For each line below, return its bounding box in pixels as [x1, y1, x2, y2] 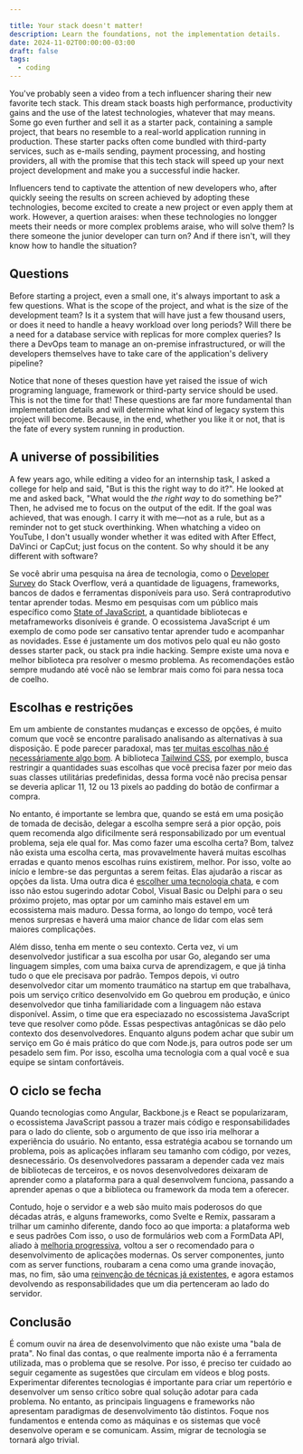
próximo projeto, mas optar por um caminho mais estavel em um [9, 895, 250, 906]
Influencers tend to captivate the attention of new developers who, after [9, 183, 278, 193]
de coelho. [9, 673, 50, 684]
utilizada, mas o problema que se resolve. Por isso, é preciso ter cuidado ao [9, 1358, 292, 1369]
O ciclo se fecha [9, 1083, 102, 1098]
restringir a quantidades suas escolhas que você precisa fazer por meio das [9, 762, 292, 774]
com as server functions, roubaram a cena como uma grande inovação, [9, 1259, 277, 1270]
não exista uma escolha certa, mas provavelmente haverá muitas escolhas [9, 847, 287, 858]
